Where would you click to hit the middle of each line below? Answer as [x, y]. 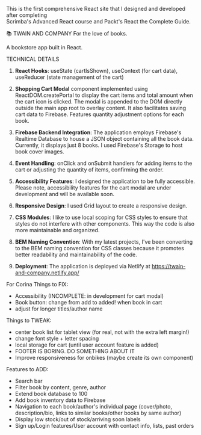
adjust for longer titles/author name [59, 309]
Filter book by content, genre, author [60, 387]
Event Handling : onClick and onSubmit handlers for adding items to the [104, 163]
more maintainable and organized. [57, 230]
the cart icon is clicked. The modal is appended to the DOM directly [98, 101]
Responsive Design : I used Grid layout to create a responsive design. [101, 206]
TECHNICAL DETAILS [33, 59]
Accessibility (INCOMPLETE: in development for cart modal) [89, 296]
